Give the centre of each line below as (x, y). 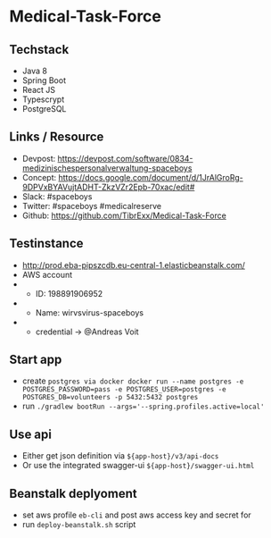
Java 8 (34, 71)
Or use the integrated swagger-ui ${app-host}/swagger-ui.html (138, 466)
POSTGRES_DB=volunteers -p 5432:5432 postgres (110, 398)
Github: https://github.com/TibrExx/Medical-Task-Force (124, 215)
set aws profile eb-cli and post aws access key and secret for (136, 515)
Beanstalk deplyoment (73, 493)
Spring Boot (44, 80)
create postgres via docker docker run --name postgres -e (133, 381)
